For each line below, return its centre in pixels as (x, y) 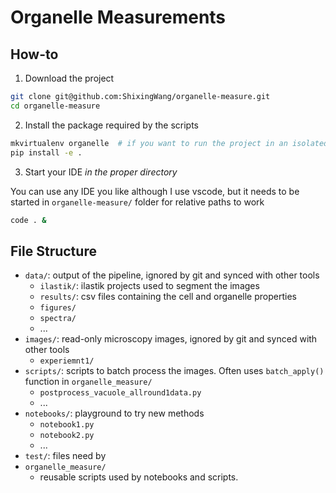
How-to (34, 54)
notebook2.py (67, 436)
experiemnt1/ (67, 361)
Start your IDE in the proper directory (101, 172)
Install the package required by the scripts (112, 125)
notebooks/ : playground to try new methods (114, 413)
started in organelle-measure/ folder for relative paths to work (137, 202)
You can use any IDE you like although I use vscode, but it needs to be (155, 191)
